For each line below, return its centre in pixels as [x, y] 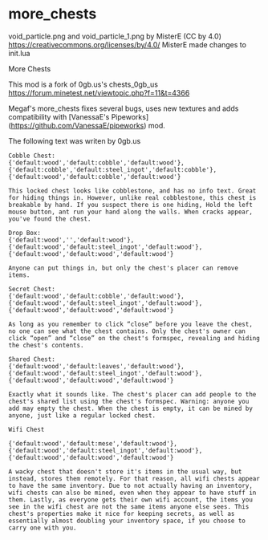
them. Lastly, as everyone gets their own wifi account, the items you [130, 499]
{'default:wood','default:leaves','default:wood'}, [96, 366]
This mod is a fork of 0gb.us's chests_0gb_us [83, 84]
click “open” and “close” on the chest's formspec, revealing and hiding [134, 338]
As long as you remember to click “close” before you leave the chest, [130, 324]
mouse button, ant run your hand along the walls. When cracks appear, [130, 212]
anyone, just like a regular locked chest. [82, 415]
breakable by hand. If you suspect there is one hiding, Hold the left [130, 205]
